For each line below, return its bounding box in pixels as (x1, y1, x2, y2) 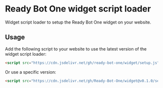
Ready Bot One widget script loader (5, 3, 151, 14)
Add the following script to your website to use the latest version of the (5, 46, 147, 51)
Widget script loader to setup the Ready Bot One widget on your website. (5, 19, 151, 25)
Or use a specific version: (5, 69, 57, 75)
